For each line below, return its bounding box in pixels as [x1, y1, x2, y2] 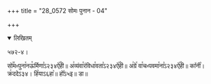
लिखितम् [13, 34, 33, 42]
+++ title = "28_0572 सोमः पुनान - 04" [7, 7, 108, 15]
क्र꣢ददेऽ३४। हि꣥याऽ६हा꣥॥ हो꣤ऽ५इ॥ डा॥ [7, 69, 88, 78]
